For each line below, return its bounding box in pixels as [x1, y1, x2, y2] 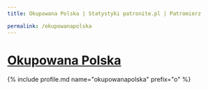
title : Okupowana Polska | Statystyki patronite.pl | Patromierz [7, 10, 201, 17]
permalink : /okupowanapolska [7, 22, 92, 30]
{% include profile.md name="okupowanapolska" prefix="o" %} [7, 75, 191, 84]
